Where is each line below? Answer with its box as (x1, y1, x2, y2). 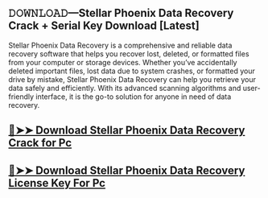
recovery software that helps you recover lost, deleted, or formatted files (8, 48, 249, 59)
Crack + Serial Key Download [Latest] (8, 19, 200, 33)
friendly (8, 92, 35, 101)
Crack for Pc (8, 136, 72, 150)
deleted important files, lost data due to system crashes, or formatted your (8, 66, 255, 76)
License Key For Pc (8, 176, 106, 190)
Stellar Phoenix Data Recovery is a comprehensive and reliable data (8, 40, 233, 50)
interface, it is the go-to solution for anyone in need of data (35, 92, 232, 101)
